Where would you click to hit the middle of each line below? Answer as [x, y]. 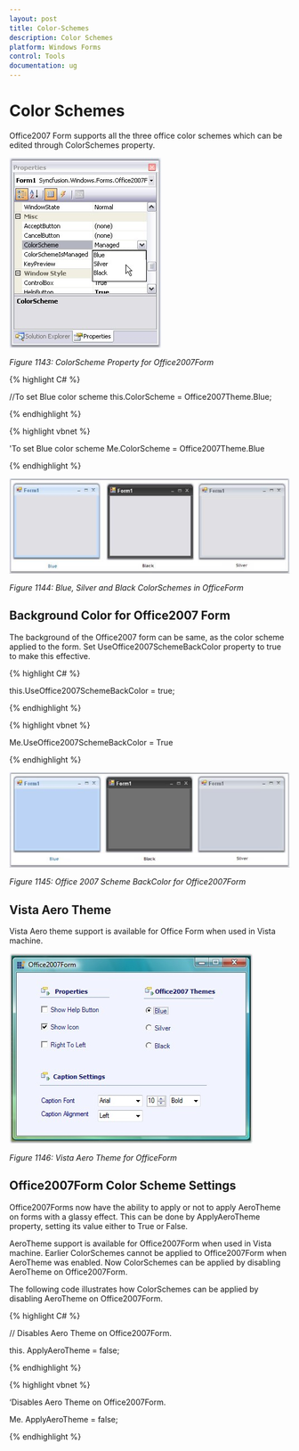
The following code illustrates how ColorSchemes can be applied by [134, 1289]
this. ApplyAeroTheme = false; [65, 1350]
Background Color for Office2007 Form [120, 616]
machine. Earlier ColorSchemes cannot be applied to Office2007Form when [148, 1252]
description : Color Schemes [61, 37]
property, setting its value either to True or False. [99, 1226]
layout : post [33, 19]
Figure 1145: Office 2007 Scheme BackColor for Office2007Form [128, 882]
